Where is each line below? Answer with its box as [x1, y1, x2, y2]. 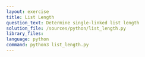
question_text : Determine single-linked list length [6, 20, 140, 26]
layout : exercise [6, 8, 49, 15]
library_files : [6, 31, 44, 37]
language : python [6, 36, 49, 42]
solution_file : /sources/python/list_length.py [6, 25, 127, 31]
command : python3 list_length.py [6, 42, 89, 48]
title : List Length [6, 14, 55, 20]
